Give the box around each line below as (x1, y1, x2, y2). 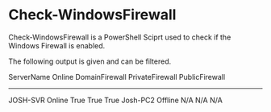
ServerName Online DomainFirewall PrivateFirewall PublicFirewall (8, 72, 226, 81)
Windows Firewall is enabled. (8, 40, 106, 50)
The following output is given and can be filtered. (8, 56, 172, 66)
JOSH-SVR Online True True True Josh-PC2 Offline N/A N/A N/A (8, 95, 223, 105)
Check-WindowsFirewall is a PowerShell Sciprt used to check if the (8, 32, 231, 42)
